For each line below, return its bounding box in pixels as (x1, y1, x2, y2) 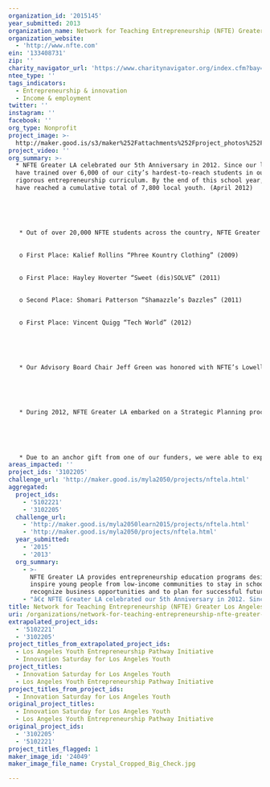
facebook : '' (8, 117, 52, 125)
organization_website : (8, 34, 84, 43)
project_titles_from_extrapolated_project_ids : (8, 641, 171, 649)
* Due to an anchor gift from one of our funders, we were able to (18, 453, 250, 461)
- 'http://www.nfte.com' (15, 42, 99, 50)
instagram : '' (8, 109, 56, 117)
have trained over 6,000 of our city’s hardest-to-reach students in (15, 169, 253, 177)
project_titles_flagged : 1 (8, 745, 99, 753)
